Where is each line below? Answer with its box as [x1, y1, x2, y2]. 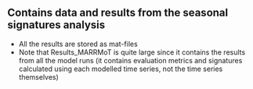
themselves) [18, 72, 60, 81]
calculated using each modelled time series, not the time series [18, 64, 223, 73]
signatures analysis [7, 19, 106, 32]
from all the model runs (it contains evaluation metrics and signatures [18, 55, 243, 65]
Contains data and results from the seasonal [7, 6, 229, 20]
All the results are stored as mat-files [18, 39, 138, 48]
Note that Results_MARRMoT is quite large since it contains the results [18, 47, 246, 57]
